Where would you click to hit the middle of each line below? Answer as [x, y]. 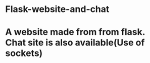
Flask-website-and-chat [57, 9]
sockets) [24, 53]
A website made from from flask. [75, 32]
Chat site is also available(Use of [75, 43]
